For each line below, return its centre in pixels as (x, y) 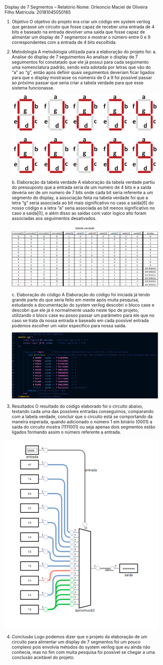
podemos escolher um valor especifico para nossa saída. (69, 325)
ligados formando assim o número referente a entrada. (66, 432)
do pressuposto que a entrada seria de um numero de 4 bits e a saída (81, 187)
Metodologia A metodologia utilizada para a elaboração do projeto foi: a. (84, 52)
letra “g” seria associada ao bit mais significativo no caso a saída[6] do (83, 203)
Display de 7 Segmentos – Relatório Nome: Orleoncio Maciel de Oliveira (76, 7)
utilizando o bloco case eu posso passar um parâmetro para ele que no (83, 315)
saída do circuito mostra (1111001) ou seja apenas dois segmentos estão (83, 427)
